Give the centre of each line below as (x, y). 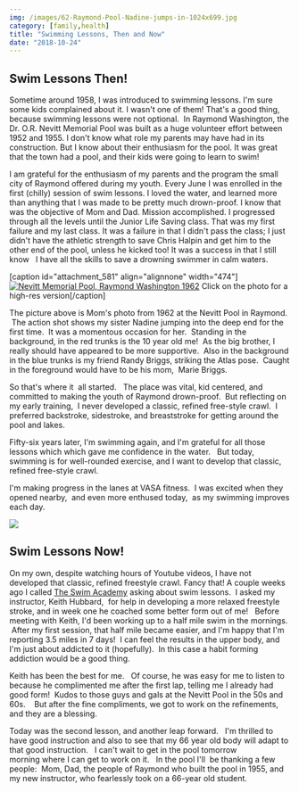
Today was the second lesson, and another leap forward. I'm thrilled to (141, 730)
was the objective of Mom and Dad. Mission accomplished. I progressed (142, 212)
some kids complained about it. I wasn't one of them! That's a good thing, (145, 110)
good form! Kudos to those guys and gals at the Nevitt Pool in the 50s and (146, 694)
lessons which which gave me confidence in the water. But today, (132, 452)
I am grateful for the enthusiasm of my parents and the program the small (144, 174)
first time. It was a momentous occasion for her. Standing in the (128, 332)
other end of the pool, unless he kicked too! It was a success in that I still (143, 250)
